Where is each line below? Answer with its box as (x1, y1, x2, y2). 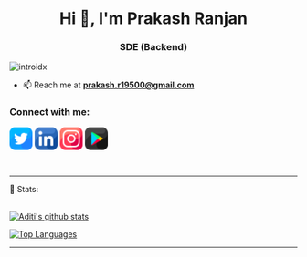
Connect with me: (9, 106, 90, 118)
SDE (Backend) (119, 41, 188, 54)
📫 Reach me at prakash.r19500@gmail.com (22, 79, 195, 90)
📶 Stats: (9, 183, 39, 194)
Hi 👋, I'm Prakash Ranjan (58, 8, 249, 29)
